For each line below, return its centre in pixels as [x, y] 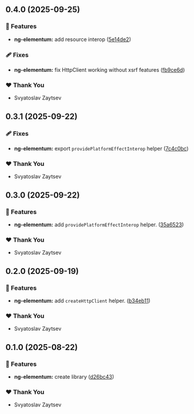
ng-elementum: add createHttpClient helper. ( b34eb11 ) [82, 301]
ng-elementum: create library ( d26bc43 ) [64, 376]
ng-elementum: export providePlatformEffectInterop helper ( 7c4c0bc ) [101, 148]
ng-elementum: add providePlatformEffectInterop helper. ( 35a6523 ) [99, 224]
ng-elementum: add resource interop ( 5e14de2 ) [73, 39]
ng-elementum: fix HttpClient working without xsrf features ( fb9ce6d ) [99, 69]
